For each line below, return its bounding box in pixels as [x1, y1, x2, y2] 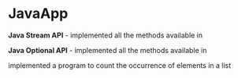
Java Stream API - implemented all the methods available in [8, 30, 203, 40]
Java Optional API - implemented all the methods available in [8, 45, 207, 55]
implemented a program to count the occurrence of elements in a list [8, 60, 232, 70]
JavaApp [8, 5, 69, 23]
